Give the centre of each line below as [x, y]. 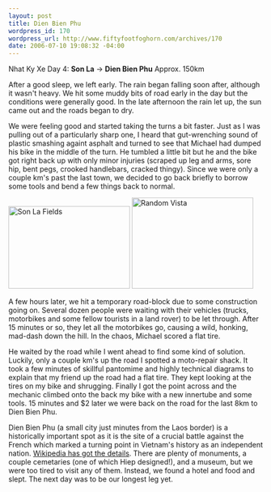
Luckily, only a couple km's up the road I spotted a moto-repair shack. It [128, 360]
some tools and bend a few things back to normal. [92, 186]
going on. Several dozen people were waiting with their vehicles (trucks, [129, 310]
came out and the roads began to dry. [71, 111]
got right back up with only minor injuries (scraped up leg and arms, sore [130, 161]
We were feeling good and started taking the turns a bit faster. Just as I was [134, 126]
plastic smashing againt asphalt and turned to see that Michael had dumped [135, 143]
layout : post [30, 16]
